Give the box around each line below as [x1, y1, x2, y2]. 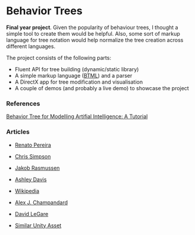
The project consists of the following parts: [6, 54, 112, 61]
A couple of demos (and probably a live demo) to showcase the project [14, 84, 189, 91]
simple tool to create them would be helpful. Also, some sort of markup [6, 30, 180, 37]
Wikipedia [14, 187, 40, 194]
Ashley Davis [14, 176, 47, 183]
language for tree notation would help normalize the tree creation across [6, 36, 184, 43]
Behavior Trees [6, 4, 83, 18]
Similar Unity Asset [14, 221, 62, 229]
